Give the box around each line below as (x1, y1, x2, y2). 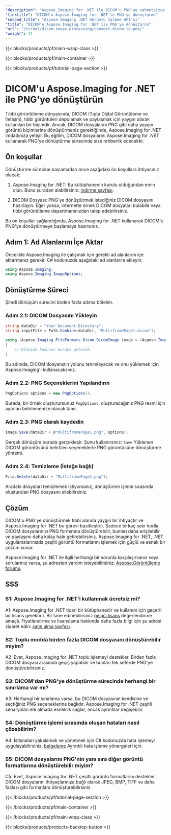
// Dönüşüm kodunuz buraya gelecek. (14, 347, 93, 352)
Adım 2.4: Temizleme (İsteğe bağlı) (5, 462, 94, 470)
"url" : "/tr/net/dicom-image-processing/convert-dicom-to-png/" (5, 27, 145, 32)
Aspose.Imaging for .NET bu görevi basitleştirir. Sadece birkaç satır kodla (5, 523, 159, 529)
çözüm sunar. (5, 545, 34, 550)
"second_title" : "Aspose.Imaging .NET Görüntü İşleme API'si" (5, 17, 140, 22)
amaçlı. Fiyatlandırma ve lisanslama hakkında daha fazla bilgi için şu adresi (5, 618, 162, 624)
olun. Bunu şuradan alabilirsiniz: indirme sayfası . (12, 187, 114, 193)
